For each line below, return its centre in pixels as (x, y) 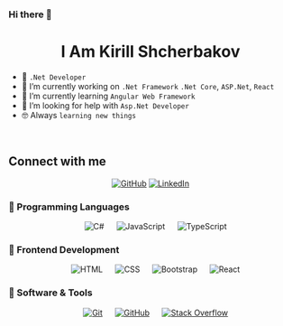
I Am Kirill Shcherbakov (151, 52)
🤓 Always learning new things (79, 115)
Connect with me (58, 162)
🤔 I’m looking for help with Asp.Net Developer (105, 105)
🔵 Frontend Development (64, 249)
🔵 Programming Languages (69, 207)
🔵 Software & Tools (50, 293)
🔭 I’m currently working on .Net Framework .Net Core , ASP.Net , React (148, 86)
